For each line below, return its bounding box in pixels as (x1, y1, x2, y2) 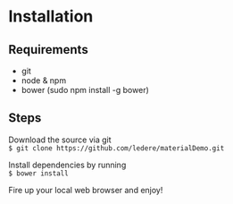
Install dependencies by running (8, 159, 127, 170)
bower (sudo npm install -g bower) (21, 85, 149, 95)
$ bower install (8, 168, 69, 178)
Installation (8, 6, 94, 27)
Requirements (8, 42, 88, 57)
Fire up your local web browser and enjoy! (8, 184, 163, 195)
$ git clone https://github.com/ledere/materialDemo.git (8, 143, 225, 153)
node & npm (21, 75, 67, 86)
